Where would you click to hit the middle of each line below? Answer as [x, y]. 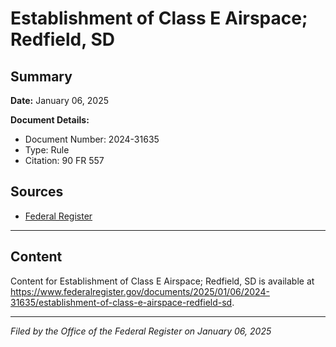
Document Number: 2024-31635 [92, 139]
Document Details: [50, 120]
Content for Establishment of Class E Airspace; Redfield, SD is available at [162, 281]
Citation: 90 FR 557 [64, 160]
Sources [37, 192]
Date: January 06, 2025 [59, 100]
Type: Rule [47, 150]
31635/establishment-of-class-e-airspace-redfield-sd [121, 302]
